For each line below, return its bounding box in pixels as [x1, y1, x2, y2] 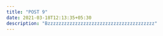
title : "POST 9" [6, 9, 48, 15]
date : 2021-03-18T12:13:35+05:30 [6, 15, 92, 21]
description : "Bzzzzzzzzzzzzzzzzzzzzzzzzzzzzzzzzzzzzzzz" [6, 20, 157, 26]
